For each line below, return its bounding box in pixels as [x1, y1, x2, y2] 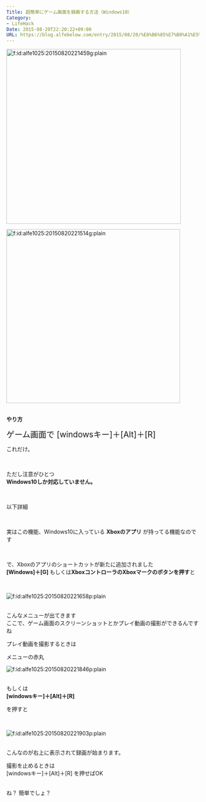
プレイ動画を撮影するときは [6, 640, 77, 648]
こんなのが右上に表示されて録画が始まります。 [6, 749, 124, 757]
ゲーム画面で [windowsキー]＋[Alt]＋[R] [6, 430, 156, 440]
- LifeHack [6, 20, 34, 26]
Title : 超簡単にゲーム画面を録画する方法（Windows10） [6, 9, 133, 15]
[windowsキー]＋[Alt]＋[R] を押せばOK [6, 769, 104, 777]
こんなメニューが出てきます [6, 612, 77, 619]
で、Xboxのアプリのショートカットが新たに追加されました [6, 560, 154, 568]
